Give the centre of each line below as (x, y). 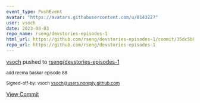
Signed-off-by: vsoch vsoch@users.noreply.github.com (63, 83)
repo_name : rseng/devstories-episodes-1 (57, 34)
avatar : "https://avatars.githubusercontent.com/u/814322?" (82, 17)
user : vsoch (21, 23)
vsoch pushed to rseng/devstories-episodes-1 (63, 62)
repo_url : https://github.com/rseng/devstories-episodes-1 (81, 45)
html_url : (18, 39)
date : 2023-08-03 (28, 28)
